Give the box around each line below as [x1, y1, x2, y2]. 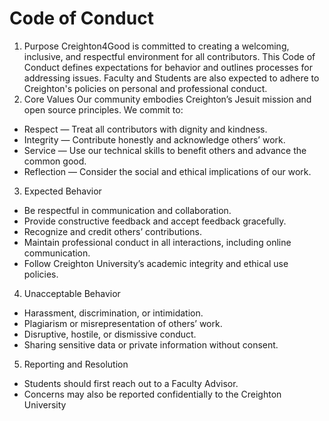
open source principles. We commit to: [23, 103, 184, 116]
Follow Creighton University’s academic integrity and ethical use [23, 257, 289, 269]
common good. [23, 155, 87, 167]
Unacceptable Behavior [23, 287, 121, 299]
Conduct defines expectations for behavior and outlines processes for [23, 61, 314, 73]
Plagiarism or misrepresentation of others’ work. [23, 317, 223, 329]
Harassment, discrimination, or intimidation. [23, 307, 204, 319]
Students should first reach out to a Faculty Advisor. [23, 377, 239, 389]
